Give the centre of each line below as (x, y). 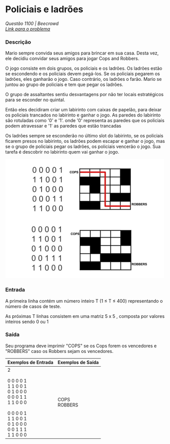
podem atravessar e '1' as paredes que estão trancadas (63, 126)
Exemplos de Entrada (30, 363)
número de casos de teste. (33, 306)
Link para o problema (28, 28)
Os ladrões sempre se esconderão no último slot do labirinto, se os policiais (84, 136)
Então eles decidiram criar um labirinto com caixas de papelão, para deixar (83, 110)
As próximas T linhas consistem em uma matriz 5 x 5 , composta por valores (85, 316)
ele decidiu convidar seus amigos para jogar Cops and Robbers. (72, 58)
